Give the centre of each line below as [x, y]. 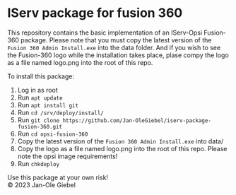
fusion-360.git [40, 126]
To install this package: [41, 76]
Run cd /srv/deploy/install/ [60, 112]
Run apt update [40, 97]
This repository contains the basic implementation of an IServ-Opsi [105, 32]
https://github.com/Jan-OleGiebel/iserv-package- [137, 120]
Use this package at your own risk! [58, 177]
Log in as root [37, 90]
